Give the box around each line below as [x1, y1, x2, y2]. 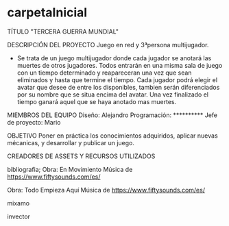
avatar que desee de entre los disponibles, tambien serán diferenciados [16, 83, 220, 91]
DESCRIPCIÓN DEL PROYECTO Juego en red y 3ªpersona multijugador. [7, 40, 209, 49]
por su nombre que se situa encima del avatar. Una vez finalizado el [16, 90, 209, 99]
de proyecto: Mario [7, 118, 61, 126]
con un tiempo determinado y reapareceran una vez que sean [16, 68, 192, 77]
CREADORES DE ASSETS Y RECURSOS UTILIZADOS [7, 152, 156, 160]
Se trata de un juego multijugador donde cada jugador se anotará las [16, 53, 212, 62]
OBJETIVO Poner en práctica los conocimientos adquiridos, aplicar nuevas [7, 131, 218, 140]
